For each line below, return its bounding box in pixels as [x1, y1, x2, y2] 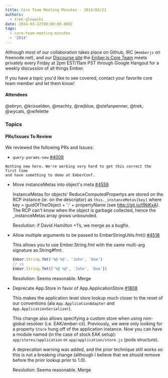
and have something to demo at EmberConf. [5, 173, 95, 178]
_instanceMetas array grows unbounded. [12, 213, 98, 219]
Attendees [5, 91, 28, 98]
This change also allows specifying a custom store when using [12, 315, 142, 321]
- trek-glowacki [10, 17, 44, 22]
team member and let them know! [5, 80, 75, 86]
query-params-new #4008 [12, 154, 64, 160]
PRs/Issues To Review [5, 133, 52, 139]
